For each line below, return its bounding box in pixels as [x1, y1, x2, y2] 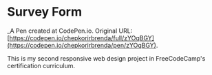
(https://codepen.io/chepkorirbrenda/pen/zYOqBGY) [7, 41, 157, 49]
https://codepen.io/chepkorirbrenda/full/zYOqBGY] [9, 33, 155, 42]
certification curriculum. [7, 61, 76, 70]
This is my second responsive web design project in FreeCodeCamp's [7, 54, 206, 62]
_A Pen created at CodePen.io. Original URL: [7, 27, 133, 35]
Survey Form [7, 4, 83, 20]
